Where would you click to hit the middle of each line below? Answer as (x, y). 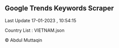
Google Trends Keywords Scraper (59, 8)
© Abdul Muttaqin (24, 40)
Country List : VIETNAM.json (35, 30)
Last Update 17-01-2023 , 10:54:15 (41, 20)
